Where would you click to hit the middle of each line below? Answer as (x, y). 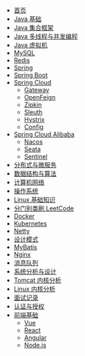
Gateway (37, 90)
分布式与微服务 (35, 165)
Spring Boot (31, 75)
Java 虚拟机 (31, 45)
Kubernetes (30, 224)
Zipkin (33, 105)
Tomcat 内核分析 (37, 280)
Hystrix (34, 119)
